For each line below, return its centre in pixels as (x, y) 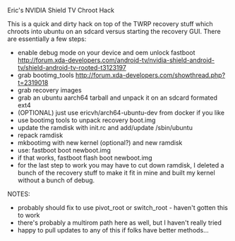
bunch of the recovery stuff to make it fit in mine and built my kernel (116, 173)
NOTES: (19, 194)
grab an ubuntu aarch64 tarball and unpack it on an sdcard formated (117, 98)
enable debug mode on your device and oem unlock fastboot (106, 53)
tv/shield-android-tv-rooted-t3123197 (72, 67)
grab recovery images (50, 90)
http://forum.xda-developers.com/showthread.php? (150, 75)
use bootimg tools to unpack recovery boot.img (86, 120)
